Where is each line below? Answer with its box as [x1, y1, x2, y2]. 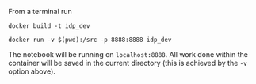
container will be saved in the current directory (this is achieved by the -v [8, 59, 247, 67]
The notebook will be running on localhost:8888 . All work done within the [8, 50, 248, 59]
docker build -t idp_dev [8, 22, 90, 30]
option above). [8, 67, 55, 76]
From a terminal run [8, 7, 73, 16]
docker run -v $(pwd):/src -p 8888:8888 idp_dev [8, 36, 172, 44]
